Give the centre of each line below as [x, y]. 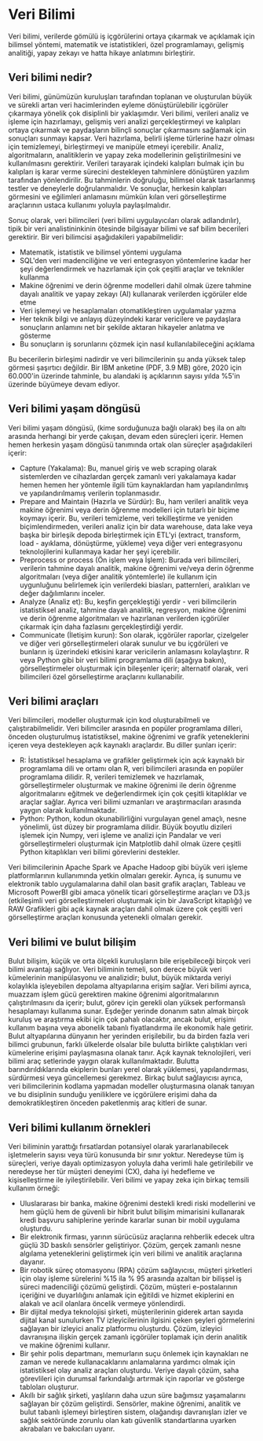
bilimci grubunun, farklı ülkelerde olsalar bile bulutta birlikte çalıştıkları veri [128, 1044]
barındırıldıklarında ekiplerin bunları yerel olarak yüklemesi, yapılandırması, [129, 1070]
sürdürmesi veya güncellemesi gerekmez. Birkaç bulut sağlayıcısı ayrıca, [126, 1078]
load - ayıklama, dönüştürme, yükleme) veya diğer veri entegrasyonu [131, 543]
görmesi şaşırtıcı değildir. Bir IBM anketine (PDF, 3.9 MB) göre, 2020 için [125, 368]
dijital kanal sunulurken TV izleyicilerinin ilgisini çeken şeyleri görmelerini [137, 1320]
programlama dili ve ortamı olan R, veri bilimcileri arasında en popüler [131, 769]
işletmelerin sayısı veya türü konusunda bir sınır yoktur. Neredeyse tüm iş [126, 1155]
